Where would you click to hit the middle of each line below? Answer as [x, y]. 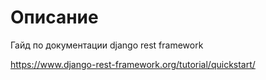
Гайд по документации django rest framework [107, 45]
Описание [54, 17]
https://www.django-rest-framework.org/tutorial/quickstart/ [133, 64]
